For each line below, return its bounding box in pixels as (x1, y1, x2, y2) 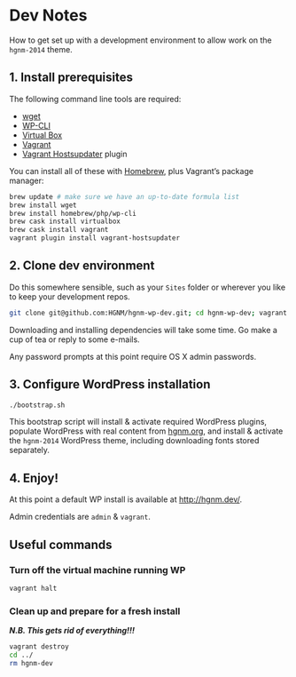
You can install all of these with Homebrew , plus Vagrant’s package (9, 165, 254, 176)
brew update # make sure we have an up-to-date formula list (9, 192, 240, 201)
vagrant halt (9, 584, 58, 593)
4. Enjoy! (9, 470, 59, 485)
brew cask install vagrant (9, 226, 109, 235)
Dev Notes (9, 5, 88, 26)
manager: (9, 175, 44, 186)
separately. (9, 445, 51, 456)
